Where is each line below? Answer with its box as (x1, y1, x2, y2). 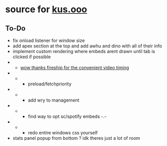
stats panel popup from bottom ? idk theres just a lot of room (12, 135, 141, 141)
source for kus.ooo (5, 4, 88, 15)
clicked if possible (12, 54, 51, 60)
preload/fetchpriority (27, 81, 72, 87)
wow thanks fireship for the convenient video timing (20, 65, 129, 70)
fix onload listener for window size (12, 37, 85, 43)
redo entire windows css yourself (27, 130, 98, 136)
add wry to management (27, 97, 80, 103)
